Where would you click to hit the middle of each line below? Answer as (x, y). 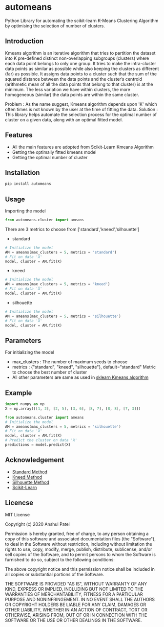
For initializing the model (30, 352)
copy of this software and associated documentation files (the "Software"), (81, 539)
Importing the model (25, 211)
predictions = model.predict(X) (38, 445)
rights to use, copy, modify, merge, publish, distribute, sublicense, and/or (79, 549)
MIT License (18, 514)
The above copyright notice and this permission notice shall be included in (80, 569)
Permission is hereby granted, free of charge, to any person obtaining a (77, 534)
